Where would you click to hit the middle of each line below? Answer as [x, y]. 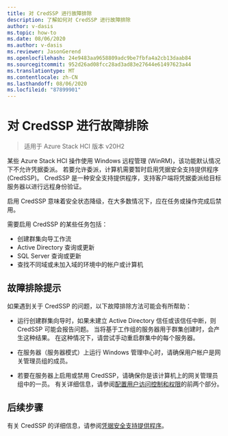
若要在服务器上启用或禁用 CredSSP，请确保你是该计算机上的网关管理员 [117, 375]
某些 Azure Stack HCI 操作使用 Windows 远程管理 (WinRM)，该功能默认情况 [114, 161]
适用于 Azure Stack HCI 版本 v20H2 [74, 146]
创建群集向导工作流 [44, 239]
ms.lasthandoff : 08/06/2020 [47, 84]
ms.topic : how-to [32, 33]
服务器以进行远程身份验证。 [46, 186]
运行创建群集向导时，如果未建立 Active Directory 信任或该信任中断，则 [116, 320]
